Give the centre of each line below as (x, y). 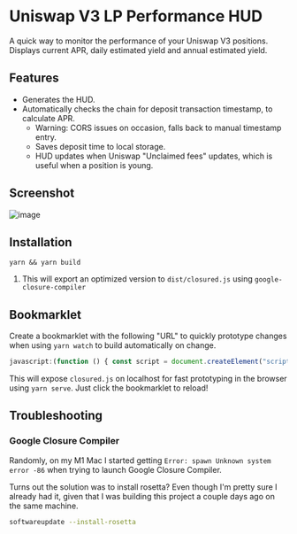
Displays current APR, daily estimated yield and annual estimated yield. (138, 50)
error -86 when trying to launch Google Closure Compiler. (116, 469)
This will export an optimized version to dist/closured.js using (137, 279)
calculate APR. (48, 118)
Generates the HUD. (58, 99)
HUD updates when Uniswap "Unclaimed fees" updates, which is (154, 156)
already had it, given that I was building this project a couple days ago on (142, 496)
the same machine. (44, 506)
